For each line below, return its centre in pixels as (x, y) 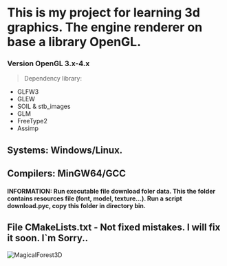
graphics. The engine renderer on (105, 27)
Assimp (28, 128)
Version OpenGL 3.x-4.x (48, 63)
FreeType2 (32, 121)
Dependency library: (53, 79)
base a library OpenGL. (74, 42)
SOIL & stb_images (44, 106)
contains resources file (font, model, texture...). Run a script (95, 198)
